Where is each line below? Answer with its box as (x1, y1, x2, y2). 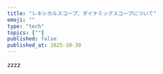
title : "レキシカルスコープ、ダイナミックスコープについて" (7, 10, 157, 17)
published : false (7, 36, 57, 42)
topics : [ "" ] (7, 29, 45, 36)
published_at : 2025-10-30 (7, 42, 81, 49)
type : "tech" (7, 23, 45, 29)
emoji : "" (7, 16, 36, 23)
